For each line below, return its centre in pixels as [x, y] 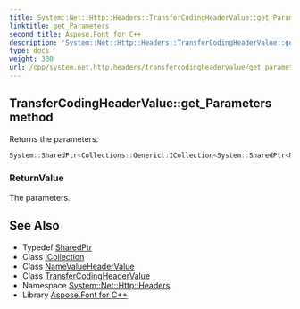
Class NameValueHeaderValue [78, 266]
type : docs [29, 51]
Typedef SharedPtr [57, 247]
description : [33, 42]
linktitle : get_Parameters [59, 26]
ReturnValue [37, 178]
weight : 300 [31, 59]
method [31, 117]
